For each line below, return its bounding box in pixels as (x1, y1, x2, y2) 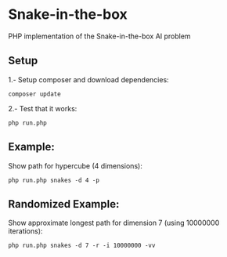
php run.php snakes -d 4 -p (8, 176, 100, 184)
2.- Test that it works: (8, 103, 77, 113)
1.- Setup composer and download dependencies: (8, 74, 170, 84)
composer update (8, 90, 61, 98)
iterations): (8, 226, 43, 236)
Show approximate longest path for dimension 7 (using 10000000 (8, 218, 220, 228)
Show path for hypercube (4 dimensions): (8, 161, 142, 170)
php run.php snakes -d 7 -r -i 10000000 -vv (8, 241, 156, 250)
